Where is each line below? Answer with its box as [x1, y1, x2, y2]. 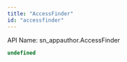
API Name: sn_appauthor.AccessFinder [7, 36, 121, 44]
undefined [7, 49, 36, 56]
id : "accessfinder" [7, 17, 65, 24]
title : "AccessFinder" [7, 10, 74, 17]
